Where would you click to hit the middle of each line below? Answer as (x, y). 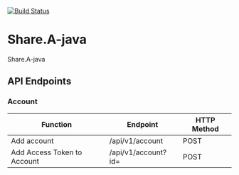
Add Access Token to (47, 152)
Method (205, 129)
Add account (32, 140)
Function (57, 124)
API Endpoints (39, 81)
